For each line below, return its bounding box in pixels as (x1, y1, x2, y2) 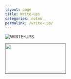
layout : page (5, 7, 32, 12)
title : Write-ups (5, 12, 40, 16)
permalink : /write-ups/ (5, 20, 53, 26)
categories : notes (5, 16, 42, 21)
